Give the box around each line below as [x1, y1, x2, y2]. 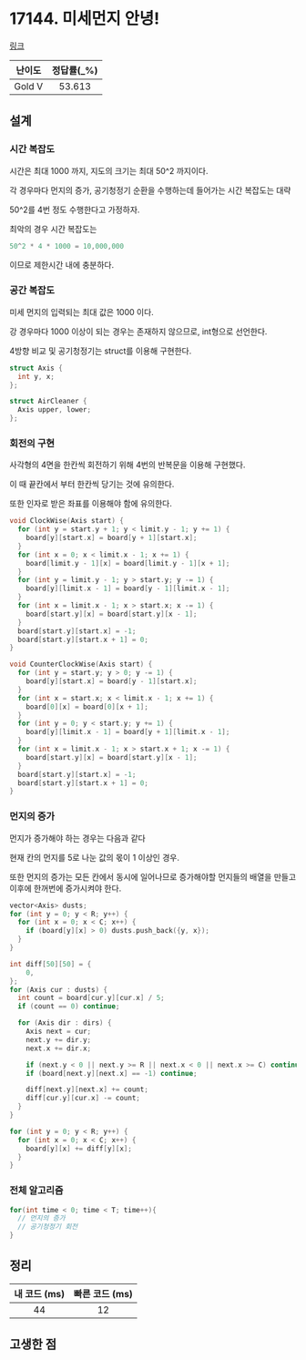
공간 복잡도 [9, 284, 56, 297]
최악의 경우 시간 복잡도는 [9, 223, 97, 234]
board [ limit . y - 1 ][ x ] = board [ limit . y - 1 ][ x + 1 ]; [25, 558, 230, 568]
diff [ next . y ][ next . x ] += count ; [25, 1085, 148, 1094]
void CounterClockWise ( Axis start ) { [9, 660, 153, 670]
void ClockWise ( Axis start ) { [9, 516, 125, 526]
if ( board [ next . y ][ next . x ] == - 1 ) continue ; [25, 1069, 198, 1078]
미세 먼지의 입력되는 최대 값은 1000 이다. [9, 306, 155, 317]
